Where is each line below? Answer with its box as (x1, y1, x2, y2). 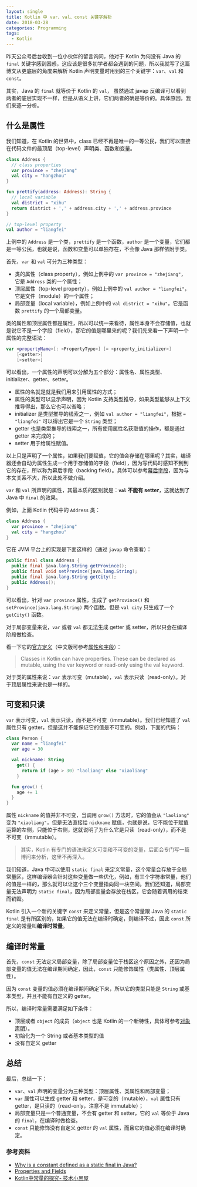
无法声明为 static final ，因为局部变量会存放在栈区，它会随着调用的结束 (11, 888, 188, 895)
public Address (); (11, 579, 57, 585)
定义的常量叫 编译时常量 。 (6, 923, 68, 930)
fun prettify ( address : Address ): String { (6, 189, 111, 195)
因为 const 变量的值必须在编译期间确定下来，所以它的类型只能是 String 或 (6, 985, 185, 992)
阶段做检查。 (6, 631, 37, 638)
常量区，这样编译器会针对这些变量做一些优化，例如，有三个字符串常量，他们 (6, 873, 191, 880)
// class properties (11, 162, 62, 168)
